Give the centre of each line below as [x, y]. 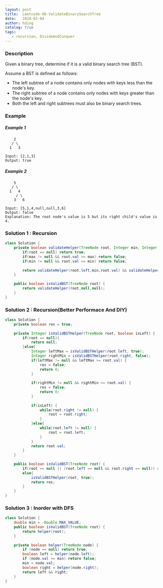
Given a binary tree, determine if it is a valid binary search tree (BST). [74, 64]
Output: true [18, 160]
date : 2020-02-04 [25, 18]
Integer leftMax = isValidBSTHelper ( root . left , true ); [88, 351]
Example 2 [16, 171]
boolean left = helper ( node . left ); [58, 554]
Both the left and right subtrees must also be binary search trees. [77, 103]
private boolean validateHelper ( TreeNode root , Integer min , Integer [86, 248]
